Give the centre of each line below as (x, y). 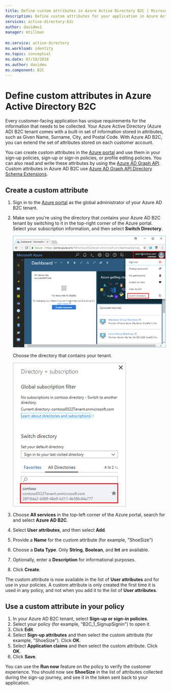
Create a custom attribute (47, 190)
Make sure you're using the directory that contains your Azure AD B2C (87, 218)
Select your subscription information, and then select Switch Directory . (88, 229)
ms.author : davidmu (26, 65)
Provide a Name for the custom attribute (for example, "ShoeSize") (83, 540)
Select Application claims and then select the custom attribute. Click (85, 646)
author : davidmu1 (24, 27)
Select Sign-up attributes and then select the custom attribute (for (83, 635)
